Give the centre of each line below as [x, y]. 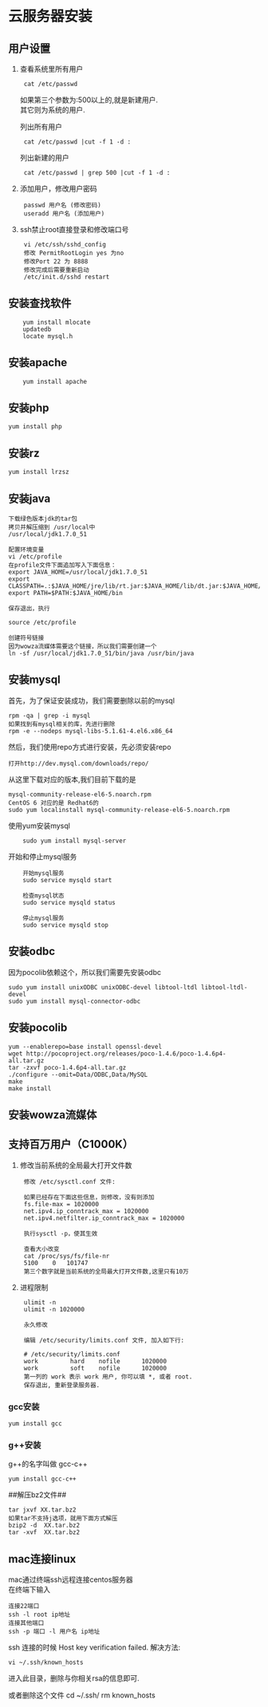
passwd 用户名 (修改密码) [62, 205]
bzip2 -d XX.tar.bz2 [44, 1526]
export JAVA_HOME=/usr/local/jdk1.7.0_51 [78, 572]
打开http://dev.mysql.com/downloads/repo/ [79, 763]
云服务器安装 [51, 16]
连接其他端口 [26, 1623]
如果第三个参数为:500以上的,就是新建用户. [89, 100]
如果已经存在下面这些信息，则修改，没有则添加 [89, 1197]
